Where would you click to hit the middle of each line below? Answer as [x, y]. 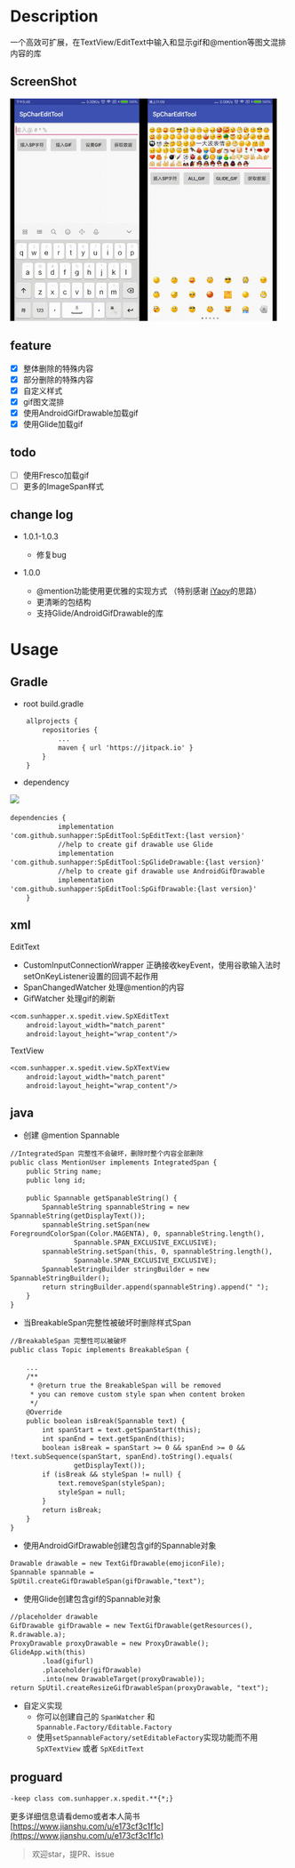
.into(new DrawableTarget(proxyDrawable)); [124, 1679]
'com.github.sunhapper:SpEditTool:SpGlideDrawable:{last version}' [138, 862]
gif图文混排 [44, 401]
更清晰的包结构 [64, 601]
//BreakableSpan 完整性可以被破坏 [68, 1341]
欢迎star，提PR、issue [73, 1854]
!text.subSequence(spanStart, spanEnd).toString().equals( [122, 1457]
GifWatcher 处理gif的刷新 [69, 998]
